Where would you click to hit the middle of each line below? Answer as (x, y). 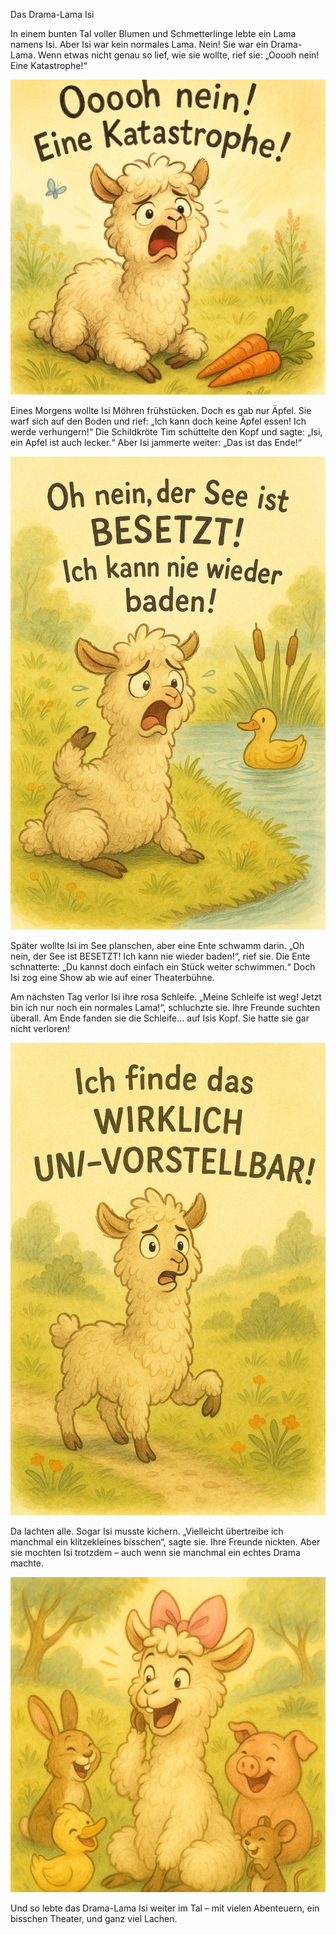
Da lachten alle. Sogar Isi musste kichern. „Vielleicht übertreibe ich (147, 1531)
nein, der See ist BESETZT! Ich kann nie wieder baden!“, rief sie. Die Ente (160, 956)
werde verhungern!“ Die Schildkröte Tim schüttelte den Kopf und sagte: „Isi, (166, 432)
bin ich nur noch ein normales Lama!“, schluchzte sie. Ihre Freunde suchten (165, 1007)
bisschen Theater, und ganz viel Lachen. (94, 1919)
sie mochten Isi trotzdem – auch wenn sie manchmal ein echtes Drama (155, 1553)
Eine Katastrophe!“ (49, 65)
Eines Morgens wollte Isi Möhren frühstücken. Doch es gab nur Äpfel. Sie (161, 410)
